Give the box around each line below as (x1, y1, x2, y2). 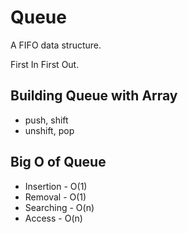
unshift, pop (24, 124, 75, 136)
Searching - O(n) (24, 201, 95, 213)
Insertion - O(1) (24, 180, 88, 192)
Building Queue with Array (10, 87, 178, 105)
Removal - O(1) (24, 191, 87, 203)
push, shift (24, 114, 69, 126)
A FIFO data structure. (10, 39, 102, 51)
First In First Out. (10, 58, 80, 70)
